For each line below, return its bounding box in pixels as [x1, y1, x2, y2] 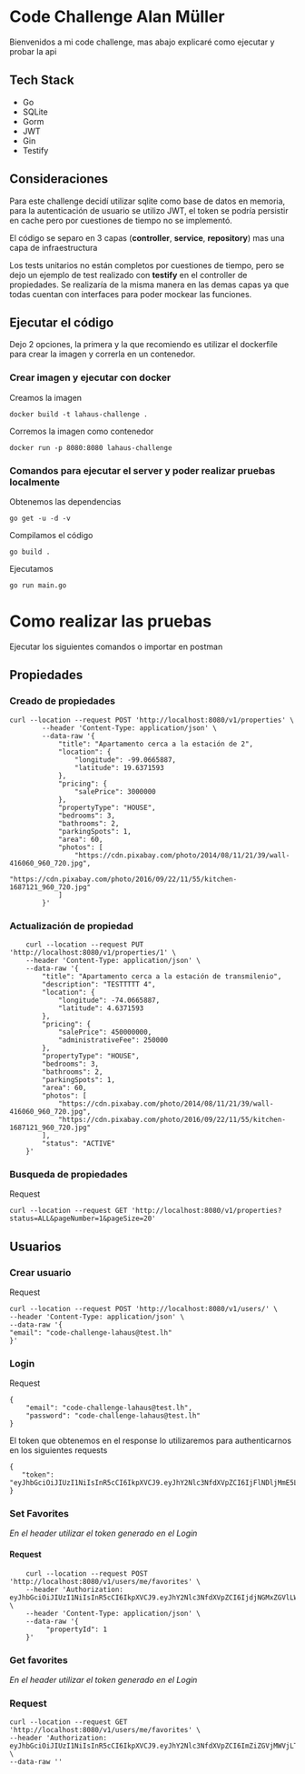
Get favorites [9, 1653, 68, 1666]
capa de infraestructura [9, 242, 98, 253]
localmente [9, 476, 61, 488]
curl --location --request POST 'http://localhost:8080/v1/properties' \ [9, 716, 295, 725]
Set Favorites [9, 1508, 70, 1520]
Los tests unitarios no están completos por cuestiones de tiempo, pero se [9, 259, 284, 270]
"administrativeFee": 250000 [57, 1035, 169, 1045]
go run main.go [9, 580, 67, 590]
